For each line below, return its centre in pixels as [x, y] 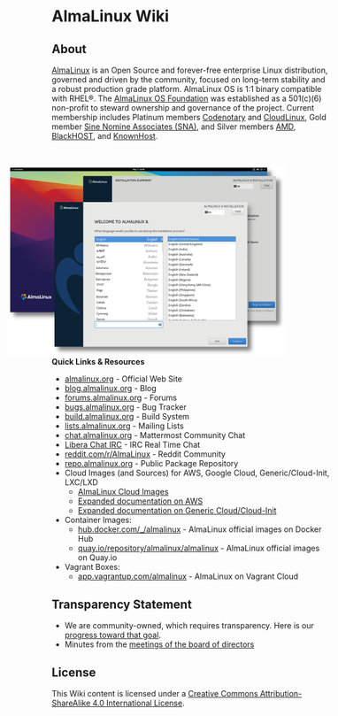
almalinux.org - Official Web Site [123, 379]
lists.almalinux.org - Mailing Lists [124, 426]
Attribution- [281, 693]
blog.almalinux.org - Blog [111, 389]
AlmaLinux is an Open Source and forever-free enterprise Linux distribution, [190, 70]
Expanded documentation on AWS [140, 501]
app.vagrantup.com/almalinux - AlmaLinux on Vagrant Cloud [188, 576]
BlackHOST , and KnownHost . [105, 136]
